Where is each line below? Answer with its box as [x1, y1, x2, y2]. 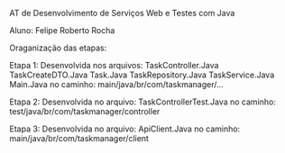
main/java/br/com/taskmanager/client [9, 133, 149, 143]
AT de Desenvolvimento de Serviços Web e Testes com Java [9, 8, 235, 18]
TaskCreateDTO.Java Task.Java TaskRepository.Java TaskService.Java [9, 69, 275, 80]
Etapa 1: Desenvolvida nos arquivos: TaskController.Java [9, 60, 219, 70]
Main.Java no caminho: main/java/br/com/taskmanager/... [9, 79, 224, 89]
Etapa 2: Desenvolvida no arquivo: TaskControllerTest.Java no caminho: [9, 96, 277, 107]
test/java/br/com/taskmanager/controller [9, 106, 161, 116]
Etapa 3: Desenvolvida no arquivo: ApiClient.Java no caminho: [9, 123, 241, 134]
